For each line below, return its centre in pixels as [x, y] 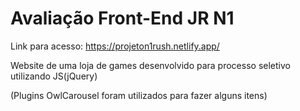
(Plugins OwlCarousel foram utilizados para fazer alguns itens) [139, 95]
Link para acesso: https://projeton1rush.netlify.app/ [115, 46]
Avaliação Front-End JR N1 [122, 18]
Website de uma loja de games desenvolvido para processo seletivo [150, 65]
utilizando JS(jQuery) [54, 76]
